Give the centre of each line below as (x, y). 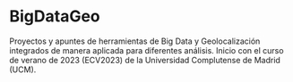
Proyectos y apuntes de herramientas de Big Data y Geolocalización (135, 41)
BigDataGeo (55, 16)
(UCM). (23, 70)
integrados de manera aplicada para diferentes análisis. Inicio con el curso (146, 50)
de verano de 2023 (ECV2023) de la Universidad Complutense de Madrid (145, 60)
